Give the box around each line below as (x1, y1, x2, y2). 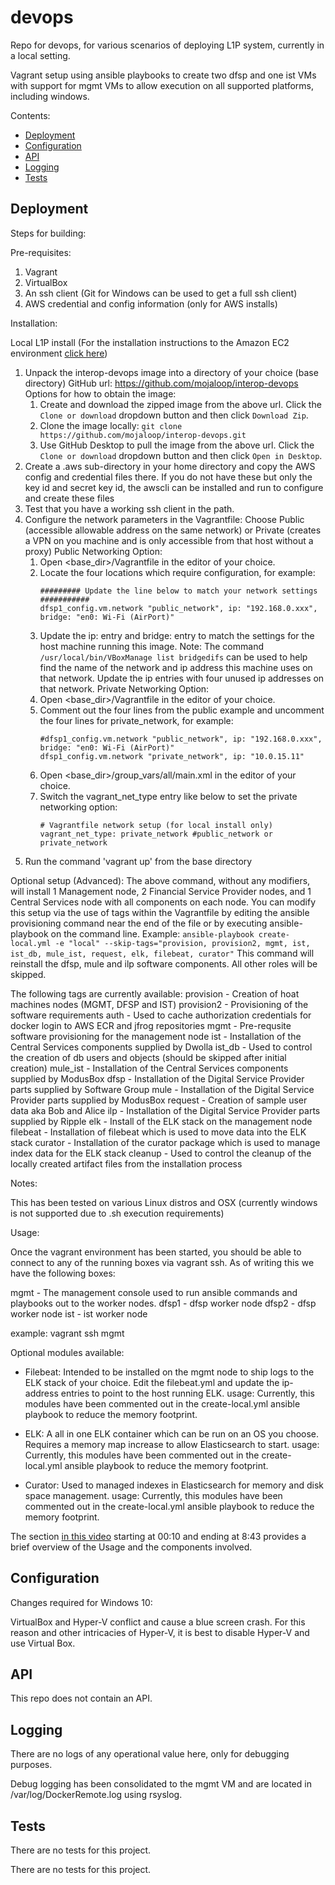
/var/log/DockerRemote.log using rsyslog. (10, 1789, 183, 1801)
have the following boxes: (10, 1267, 116, 1279)
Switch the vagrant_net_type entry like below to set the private (39, 790, 298, 802)
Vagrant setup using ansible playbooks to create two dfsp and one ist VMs (10, 69, 317, 81)
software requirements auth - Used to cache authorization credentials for (10, 1009, 312, 1021)
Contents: (10, 109, 51, 121)
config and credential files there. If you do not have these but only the (24, 471, 313, 483)
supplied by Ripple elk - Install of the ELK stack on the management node (10, 1115, 313, 1127)
